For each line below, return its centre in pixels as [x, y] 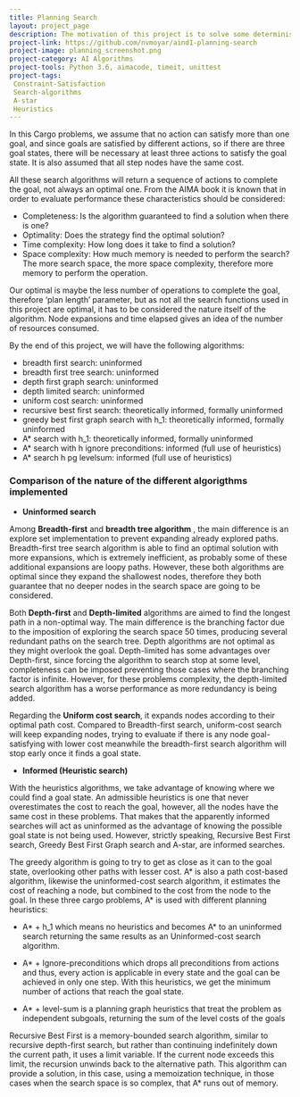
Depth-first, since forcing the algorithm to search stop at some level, [135, 660]
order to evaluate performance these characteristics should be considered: [147, 199]
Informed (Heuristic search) [75, 770]
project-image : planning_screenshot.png [86, 51]
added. [22, 698]
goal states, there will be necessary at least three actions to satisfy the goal [148, 154]
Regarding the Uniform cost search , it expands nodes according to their [142, 715]
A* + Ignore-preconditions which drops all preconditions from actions [150, 963]
